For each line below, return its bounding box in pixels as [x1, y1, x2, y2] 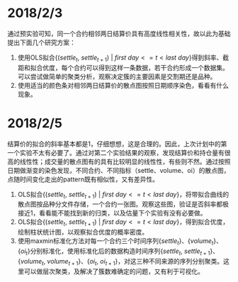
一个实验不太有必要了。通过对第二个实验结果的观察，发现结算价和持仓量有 [7, 148, 225, 157]
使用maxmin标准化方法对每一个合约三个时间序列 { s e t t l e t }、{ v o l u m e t [17, 237, 214, 247]
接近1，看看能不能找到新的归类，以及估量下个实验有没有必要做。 [17, 209, 207, 218]
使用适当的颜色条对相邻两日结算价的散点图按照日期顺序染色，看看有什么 [17, 81, 229, 89]
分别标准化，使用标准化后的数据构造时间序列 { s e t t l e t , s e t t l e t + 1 [30, 247, 210, 256]
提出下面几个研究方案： [7, 38, 76, 47]
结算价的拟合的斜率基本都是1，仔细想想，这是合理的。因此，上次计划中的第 [7, 140, 227, 148]
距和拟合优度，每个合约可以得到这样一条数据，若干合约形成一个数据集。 [17, 63, 229, 72]
